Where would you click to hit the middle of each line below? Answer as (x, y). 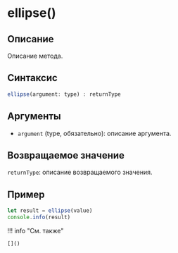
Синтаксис (32, 78)
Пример (26, 194)
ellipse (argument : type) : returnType (64, 94)
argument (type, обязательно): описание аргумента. (94, 133)
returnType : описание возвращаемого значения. (80, 172)
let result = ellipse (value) (50, 211)
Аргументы (34, 117)
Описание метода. (35, 56)
